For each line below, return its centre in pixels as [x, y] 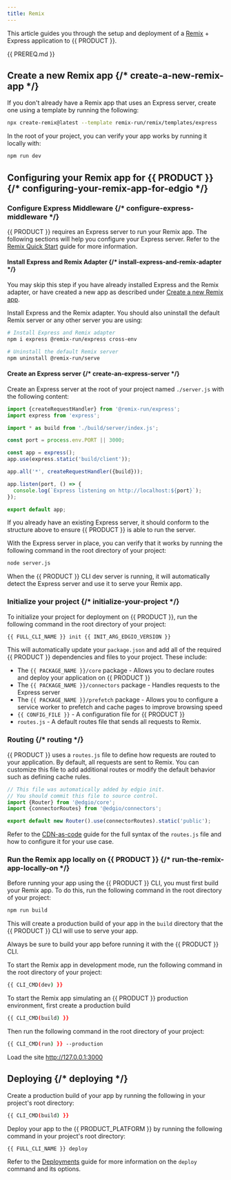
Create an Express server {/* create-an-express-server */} [93, 374]
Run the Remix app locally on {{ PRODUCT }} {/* [89, 860]
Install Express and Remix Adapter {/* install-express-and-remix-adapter [114, 262]
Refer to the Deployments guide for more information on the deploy [102, 1162]
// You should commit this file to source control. [83, 796]
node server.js [29, 563]
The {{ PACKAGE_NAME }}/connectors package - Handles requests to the [119, 685]
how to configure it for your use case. [60, 842]
